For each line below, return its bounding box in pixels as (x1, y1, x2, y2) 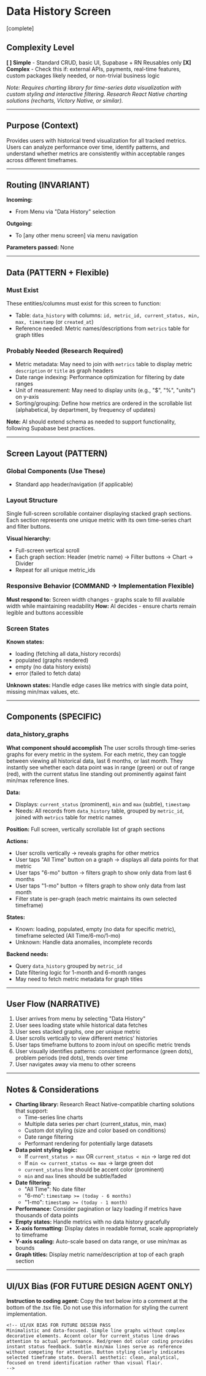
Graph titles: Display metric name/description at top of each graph (15, 1251, 185, 1258)
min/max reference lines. (6, 776, 69, 784)
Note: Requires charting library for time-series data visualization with (6, 84, 182, 91)
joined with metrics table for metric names (15, 813, 123, 821)
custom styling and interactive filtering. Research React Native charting (6, 90, 188, 98)
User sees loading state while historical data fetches (15, 1021, 148, 1029)
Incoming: (6, 196, 33, 203)
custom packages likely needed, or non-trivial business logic (6, 72, 160, 79)
